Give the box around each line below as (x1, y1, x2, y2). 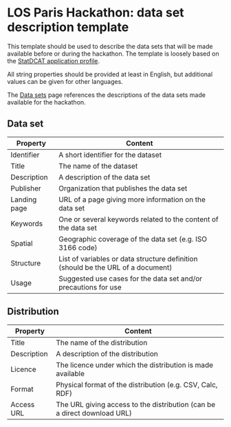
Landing (10, 195, 37, 204)
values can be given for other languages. (7, 77, 124, 85)
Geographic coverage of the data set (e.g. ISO (58, 234, 208, 243)
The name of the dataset (58, 161, 138, 171)
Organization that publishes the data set (58, 184, 188, 193)
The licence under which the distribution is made (56, 360, 214, 369)
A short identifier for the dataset (58, 150, 162, 160)
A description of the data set (58, 172, 151, 182)
